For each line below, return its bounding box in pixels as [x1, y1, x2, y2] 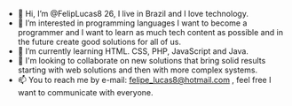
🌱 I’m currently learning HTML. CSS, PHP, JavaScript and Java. [17, 46, 249, 57]
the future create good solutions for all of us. [17, 36, 182, 47]
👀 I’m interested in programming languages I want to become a [17, 18, 248, 28]
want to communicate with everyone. [17, 87, 154, 97]
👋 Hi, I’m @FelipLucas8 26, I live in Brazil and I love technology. [17, 9, 249, 19]
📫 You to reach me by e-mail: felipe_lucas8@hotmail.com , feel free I [17, 75, 272, 85]
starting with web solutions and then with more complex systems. [17, 64, 258, 75]
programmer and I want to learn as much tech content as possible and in [17, 27, 284, 37]
